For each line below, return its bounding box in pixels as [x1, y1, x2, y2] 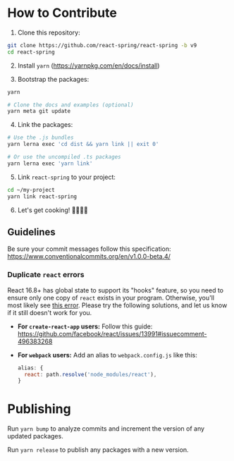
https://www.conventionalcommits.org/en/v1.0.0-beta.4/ [7, 252, 171, 261]
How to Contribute [7, 5, 118, 21]
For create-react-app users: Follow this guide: [17, 322, 153, 331]
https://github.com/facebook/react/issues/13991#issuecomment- [17, 329, 207, 338]
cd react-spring [7, 48, 55, 56]
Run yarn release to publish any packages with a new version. [7, 445, 189, 454]
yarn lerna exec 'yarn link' [7, 160, 93, 167]
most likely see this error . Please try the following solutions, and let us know [7, 301, 228, 309]
